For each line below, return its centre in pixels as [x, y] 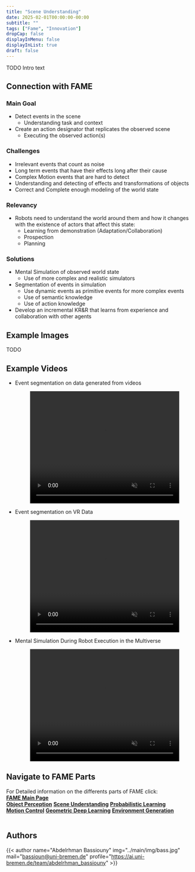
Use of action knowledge [54, 304]
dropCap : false [25, 34]
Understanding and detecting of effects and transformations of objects [102, 183]
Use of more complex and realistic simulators [79, 278]
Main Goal [21, 103]
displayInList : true [32, 45]
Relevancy [22, 205]
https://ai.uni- [128, 856]
